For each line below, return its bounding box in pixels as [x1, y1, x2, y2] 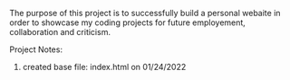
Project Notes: [9, 44, 63, 55]
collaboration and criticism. [9, 27, 111, 37]
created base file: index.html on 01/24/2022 [22, 62, 187, 72]
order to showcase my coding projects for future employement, [9, 17, 246, 28]
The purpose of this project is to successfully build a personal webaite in [9, 8, 281, 18]
